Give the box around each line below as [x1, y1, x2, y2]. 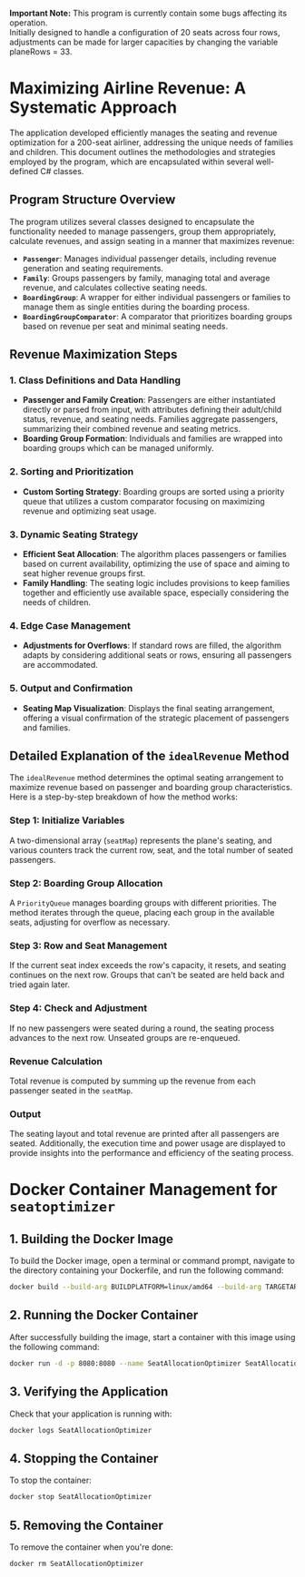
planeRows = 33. [9, 46, 73, 57]
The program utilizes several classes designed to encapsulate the [9, 216, 255, 227]
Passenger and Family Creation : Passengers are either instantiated [22, 395, 276, 406]
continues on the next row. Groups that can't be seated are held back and [9, 970, 285, 981]
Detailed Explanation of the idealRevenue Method [9, 749, 290, 764]
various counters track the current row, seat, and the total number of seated [9, 844, 293, 856]
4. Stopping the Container [9, 1451, 159, 1466]
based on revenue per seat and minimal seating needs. [22, 320, 229, 331]
